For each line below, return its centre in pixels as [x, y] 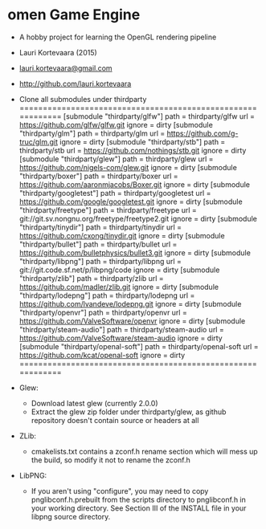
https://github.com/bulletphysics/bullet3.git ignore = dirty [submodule [135, 252]
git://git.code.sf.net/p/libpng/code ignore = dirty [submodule [119, 270]
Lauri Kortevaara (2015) [58, 52]
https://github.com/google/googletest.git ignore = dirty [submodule [131, 201]
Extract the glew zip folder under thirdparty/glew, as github [129, 412]
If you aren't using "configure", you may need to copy [120, 490]
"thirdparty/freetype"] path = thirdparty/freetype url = [108, 210]
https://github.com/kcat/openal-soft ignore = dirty [102, 355]
